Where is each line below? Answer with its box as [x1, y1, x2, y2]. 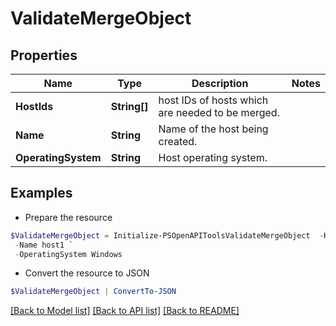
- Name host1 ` [14, 240, 74, 250]
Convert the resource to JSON [24, 267, 150, 279]
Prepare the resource [24, 211, 113, 223]
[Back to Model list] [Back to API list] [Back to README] [10, 305, 240, 317]
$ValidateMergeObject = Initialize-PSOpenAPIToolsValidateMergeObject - [10, 230, 325, 241]
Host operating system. [158, 151, 268, 164]
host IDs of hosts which [158, 93, 269, 107]
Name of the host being [158, 122, 269, 136]
